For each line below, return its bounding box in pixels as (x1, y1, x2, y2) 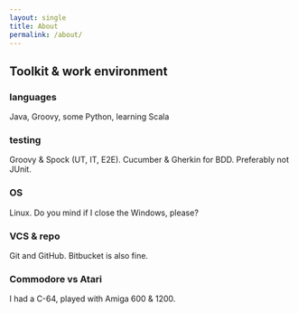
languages (9, 90, 57, 103)
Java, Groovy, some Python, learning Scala (9, 111, 170, 122)
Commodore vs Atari (9, 272, 102, 285)
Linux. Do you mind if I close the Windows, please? (9, 207, 199, 218)
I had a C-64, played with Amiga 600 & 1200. (9, 293, 176, 304)
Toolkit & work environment (9, 63, 168, 79)
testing (9, 133, 42, 146)
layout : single (9, 13, 67, 23)
